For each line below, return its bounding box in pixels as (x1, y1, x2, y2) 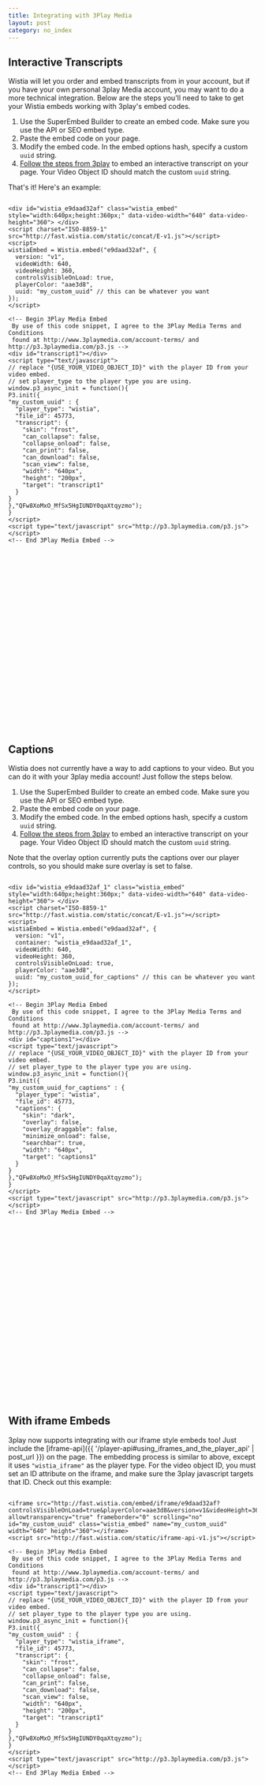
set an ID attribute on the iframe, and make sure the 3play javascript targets (8, 1468, 254, 1478)
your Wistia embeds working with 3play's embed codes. (8, 102, 191, 111)
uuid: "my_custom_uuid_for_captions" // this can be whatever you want (15, 973, 256, 981)
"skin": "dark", (22, 1111, 77, 1119)
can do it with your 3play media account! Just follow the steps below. (8, 772, 233, 781)
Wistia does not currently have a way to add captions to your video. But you (8, 764, 255, 772)
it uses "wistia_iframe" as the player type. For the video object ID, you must (8, 1460, 256, 1470)
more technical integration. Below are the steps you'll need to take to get (8, 93, 244, 103)
